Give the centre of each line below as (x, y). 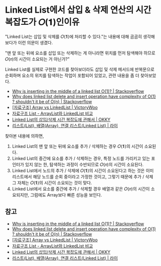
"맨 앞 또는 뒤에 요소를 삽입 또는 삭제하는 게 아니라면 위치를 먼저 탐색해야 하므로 (80, 53)
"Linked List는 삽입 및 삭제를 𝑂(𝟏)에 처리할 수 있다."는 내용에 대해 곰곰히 (73, 36)
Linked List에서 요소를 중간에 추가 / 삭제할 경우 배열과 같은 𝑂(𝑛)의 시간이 (81, 189)
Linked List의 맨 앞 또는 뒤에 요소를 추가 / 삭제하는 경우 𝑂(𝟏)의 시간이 (78, 146)
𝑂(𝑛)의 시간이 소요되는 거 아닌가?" (37, 59)
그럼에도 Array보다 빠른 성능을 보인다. (66, 195)
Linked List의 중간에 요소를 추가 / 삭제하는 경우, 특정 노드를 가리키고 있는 (81, 158)
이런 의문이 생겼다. (35, 42)
